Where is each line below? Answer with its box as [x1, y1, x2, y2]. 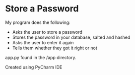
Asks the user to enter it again [12, 39, 74, 45]
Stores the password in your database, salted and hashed [12, 34, 131, 40]
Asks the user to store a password [12, 29, 83, 35]
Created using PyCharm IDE [5, 64, 63, 70]
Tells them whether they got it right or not [12, 45, 98, 51]
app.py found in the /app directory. [5, 54, 76, 60]
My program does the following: [5, 19, 70, 25]
